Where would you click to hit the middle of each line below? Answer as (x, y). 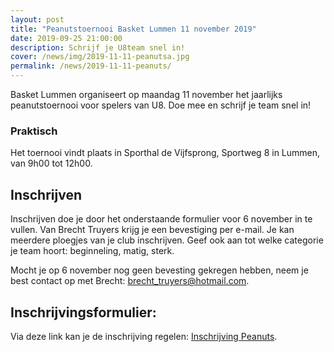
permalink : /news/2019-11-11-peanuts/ (91, 66)
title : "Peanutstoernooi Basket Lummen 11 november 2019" (133, 29)
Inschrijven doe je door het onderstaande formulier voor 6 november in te (161, 219)
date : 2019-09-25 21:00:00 (66, 38)
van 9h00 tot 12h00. (51, 163)
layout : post (37, 19)
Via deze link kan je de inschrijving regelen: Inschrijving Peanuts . (144, 336)
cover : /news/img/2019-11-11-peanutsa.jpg (100, 57)
